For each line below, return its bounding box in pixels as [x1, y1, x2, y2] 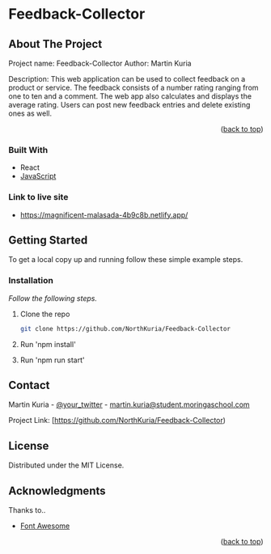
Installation [8, 275, 54, 286]
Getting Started [8, 233, 88, 247]
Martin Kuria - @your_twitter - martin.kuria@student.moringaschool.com [8, 400, 250, 409]
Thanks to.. [8, 505, 46, 515]
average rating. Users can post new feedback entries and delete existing [8, 100, 251, 109]
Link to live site [8, 192, 69, 203]
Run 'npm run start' [19, 355, 85, 365]
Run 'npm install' [19, 339, 77, 349]
